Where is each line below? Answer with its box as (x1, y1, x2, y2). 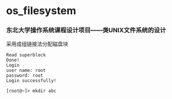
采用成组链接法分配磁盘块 (6, 40, 68, 47)
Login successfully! (6, 78, 57, 84)
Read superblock (6, 52, 46, 58)
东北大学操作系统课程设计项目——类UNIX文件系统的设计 (6, 26, 166, 35)
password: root (6, 73, 44, 78)
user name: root (6, 67, 46, 74)
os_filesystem (6, 4, 77, 18)
